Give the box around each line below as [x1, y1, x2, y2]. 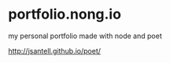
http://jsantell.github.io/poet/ [8, 46, 101, 55]
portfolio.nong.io [8, 5, 122, 23]
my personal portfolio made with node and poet [8, 31, 163, 40]
